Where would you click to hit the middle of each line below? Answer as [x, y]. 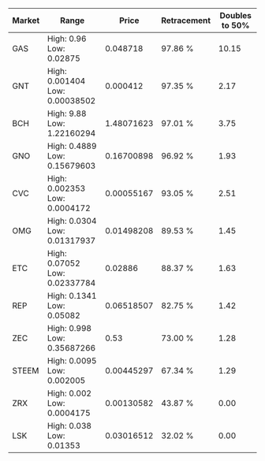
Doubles [236, 15]
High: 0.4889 [72, 146]
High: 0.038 [69, 426]
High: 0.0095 [72, 361]
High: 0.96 [67, 39]
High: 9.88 [67, 113]
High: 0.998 [69, 328]
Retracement [186, 20]
